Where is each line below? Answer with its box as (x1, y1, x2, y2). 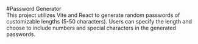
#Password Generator (6, 5, 62, 12)
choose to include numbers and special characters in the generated (6, 24, 177, 31)
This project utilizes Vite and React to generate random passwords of (6, 11, 180, 19)
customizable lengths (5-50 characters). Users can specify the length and (6, 18, 193, 25)
